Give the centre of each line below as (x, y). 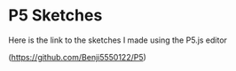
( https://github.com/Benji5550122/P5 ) (78, 57)
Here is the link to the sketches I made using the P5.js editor (118, 40)
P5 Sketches (55, 16)
